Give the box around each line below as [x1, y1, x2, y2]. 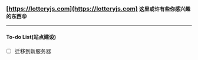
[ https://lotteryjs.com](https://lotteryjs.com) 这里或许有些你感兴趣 [6, 5, 191, 13]
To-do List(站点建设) [6, 33, 57, 40]
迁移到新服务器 [14, 47, 51, 54]
